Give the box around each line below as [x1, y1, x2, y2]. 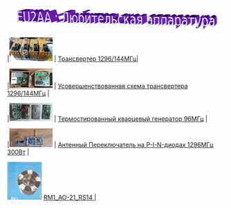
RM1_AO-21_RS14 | [43, 193, 97, 202]
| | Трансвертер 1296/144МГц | [7, 55, 139, 63]
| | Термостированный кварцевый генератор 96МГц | [7, 115, 207, 123]
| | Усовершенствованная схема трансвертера [7, 82, 188, 91]
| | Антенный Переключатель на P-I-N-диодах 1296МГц [7, 141, 214, 149]
